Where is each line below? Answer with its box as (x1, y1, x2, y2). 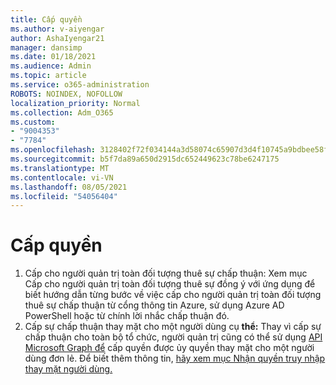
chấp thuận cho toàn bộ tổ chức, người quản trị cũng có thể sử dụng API (24, 331, 323, 343)
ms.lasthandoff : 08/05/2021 (10, 182, 128, 192)
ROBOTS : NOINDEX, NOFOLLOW (10, 89, 123, 99)
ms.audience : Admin (10, 61, 92, 71)
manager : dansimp (10, 42, 83, 53)
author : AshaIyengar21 (10, 33, 105, 43)
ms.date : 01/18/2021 (10, 52, 97, 62)
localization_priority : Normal (10, 98, 141, 108)
